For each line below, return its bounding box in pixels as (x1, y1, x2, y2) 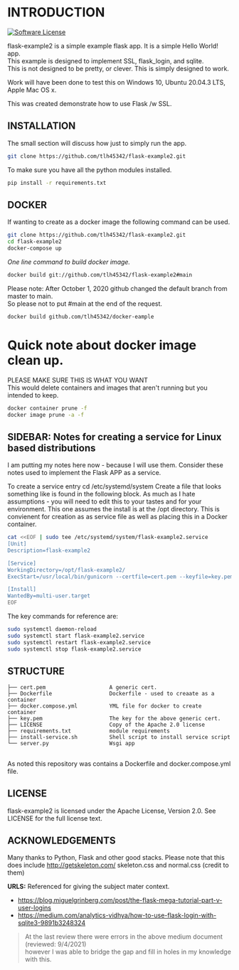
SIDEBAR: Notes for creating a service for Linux (7, 431, 222, 443)
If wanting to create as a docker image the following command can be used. (7, 218, 230, 226)
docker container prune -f (7, 405, 87, 412)
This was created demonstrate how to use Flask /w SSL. (7, 99, 172, 107)
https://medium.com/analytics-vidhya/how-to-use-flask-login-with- (17, 911, 217, 920)
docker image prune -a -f (7, 411, 84, 418)
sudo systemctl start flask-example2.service (7, 632, 144, 639)
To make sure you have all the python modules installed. (7, 165, 172, 174)
